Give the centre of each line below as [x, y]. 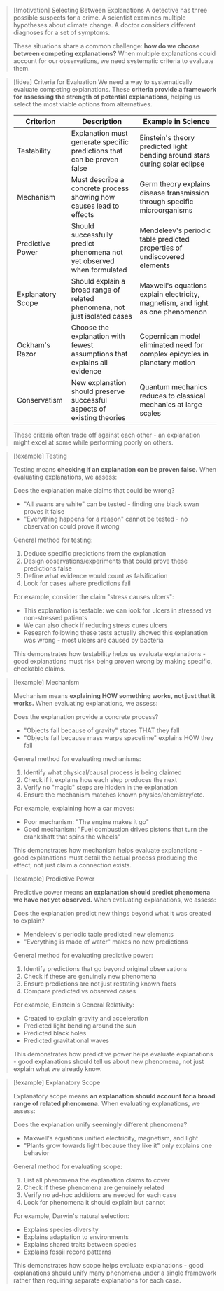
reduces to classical [173, 396]
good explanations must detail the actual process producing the [105, 858]
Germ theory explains [175, 184]
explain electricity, [170, 294]
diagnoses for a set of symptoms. [62, 32]
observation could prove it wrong [71, 526]
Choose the [90, 327]
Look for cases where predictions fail [77, 583]
